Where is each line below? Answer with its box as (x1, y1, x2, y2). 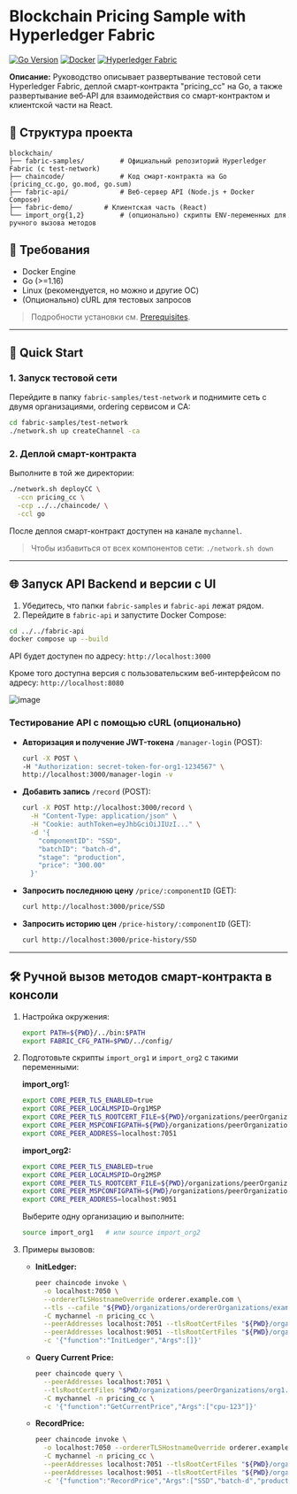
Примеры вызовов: (21, 1244, 95, 1255)
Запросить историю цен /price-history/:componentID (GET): (21, 919, 252, 929)
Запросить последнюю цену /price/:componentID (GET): (21, 885, 237, 896)
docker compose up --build (9, 635, 109, 643)
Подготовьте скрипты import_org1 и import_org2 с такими (21, 1052, 239, 1063)
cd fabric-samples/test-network (9, 419, 128, 427)
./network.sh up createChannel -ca (9, 427, 141, 435)
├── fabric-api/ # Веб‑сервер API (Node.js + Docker (9, 188, 255, 196)
